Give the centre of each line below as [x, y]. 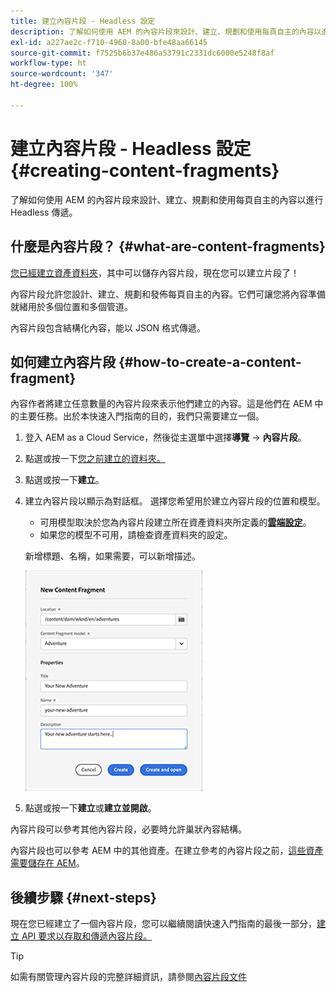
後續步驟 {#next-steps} [83, 897]
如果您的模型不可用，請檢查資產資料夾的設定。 [136, 535]
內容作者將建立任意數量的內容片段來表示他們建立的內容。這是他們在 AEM [161, 404]
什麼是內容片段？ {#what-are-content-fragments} [168, 246]
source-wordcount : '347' [62, 74]
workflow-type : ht [48, 63]
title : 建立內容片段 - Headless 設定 [83, 21]
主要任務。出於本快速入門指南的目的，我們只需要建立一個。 [141, 416]
